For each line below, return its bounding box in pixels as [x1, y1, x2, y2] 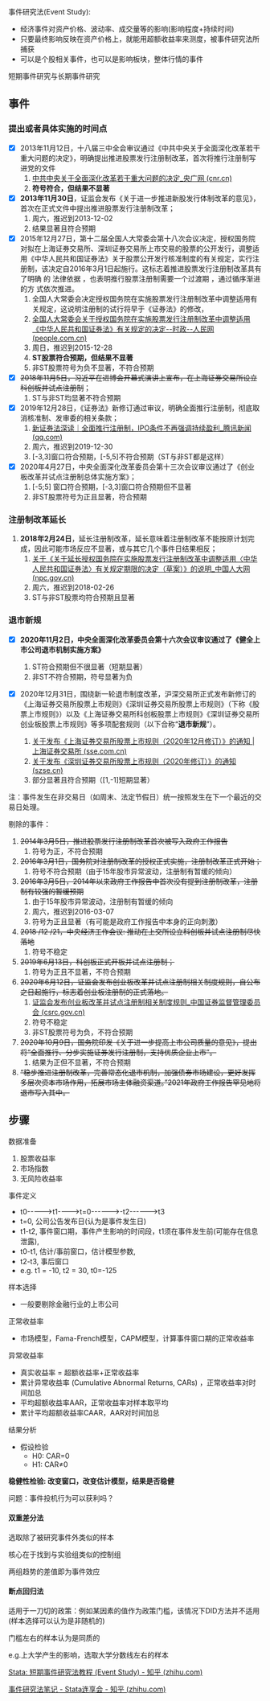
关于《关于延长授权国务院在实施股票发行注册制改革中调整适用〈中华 [31, 554, 258, 564]
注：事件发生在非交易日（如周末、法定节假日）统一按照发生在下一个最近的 [8, 791, 255, 802]
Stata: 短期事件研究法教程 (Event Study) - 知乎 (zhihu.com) [8, 1667, 203, 1677]
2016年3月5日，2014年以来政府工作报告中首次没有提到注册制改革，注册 [19, 876, 259, 886]
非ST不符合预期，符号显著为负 [31, 672, 133, 681]
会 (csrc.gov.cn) [31, 1007, 86, 1017]
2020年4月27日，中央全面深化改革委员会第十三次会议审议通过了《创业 [19, 462, 256, 471]
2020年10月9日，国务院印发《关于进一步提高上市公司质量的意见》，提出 [19, 1037, 257, 1047]
